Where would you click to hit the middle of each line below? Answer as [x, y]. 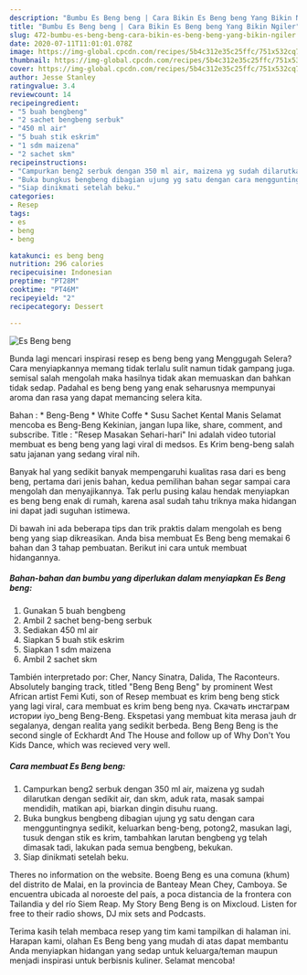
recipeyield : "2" [42, 298]
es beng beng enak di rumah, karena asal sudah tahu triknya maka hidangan [153, 500]
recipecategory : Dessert [57, 306]
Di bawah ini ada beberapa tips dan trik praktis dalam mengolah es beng [146, 528]
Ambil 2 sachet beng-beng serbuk [87, 621]
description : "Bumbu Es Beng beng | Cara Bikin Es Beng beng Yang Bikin [151, 18]
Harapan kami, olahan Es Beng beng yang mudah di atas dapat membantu [149, 941]
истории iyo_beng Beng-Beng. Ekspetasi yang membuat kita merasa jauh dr [153, 716]
